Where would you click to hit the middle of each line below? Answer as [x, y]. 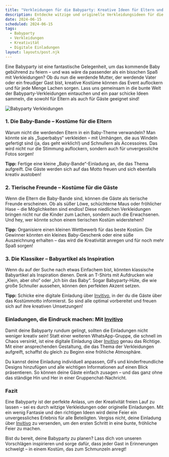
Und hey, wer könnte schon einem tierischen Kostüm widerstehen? [75, 220]
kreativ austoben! [23, 174]
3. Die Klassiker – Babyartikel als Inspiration [60, 259]
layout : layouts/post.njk [32, 52]
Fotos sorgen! [20, 154]
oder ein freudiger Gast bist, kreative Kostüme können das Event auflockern [84, 82]
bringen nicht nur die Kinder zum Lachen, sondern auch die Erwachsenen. [82, 214]
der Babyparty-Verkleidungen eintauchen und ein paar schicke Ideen [77, 93]
